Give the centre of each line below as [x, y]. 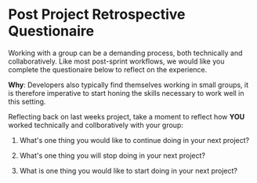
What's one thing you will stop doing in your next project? [112, 156]
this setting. [27, 101]
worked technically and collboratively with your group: [96, 125]
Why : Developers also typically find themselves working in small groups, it [128, 85]
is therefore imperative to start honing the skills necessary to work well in [126, 93]
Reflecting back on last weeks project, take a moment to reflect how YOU [127, 116]
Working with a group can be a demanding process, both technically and [125, 53]
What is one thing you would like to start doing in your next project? [128, 170]
